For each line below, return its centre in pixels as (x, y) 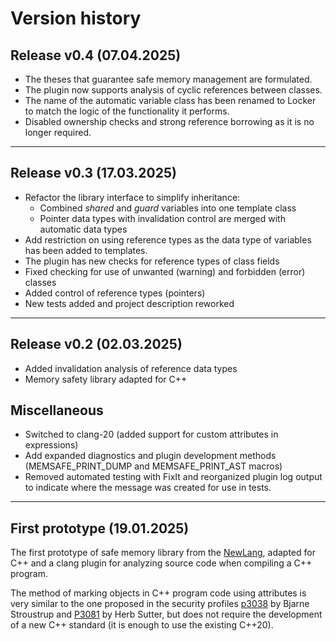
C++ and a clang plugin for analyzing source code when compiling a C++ (161, 563)
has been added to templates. (86, 250)
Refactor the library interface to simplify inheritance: (132, 197)
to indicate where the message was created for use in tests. (148, 488)
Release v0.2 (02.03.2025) (96, 344)
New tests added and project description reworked (129, 303)
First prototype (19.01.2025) (100, 528)
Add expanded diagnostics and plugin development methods (150, 456)
